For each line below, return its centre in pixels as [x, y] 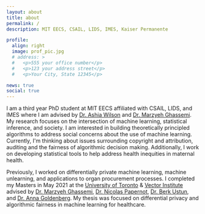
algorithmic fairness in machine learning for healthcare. [76, 205]
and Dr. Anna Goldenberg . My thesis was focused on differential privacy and [102, 198]
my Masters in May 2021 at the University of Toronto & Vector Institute [95, 185]
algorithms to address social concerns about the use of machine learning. [99, 135]
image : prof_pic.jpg [38, 52]
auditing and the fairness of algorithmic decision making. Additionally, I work [103, 147]
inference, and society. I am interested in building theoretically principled [98, 128]
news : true [20, 85]
